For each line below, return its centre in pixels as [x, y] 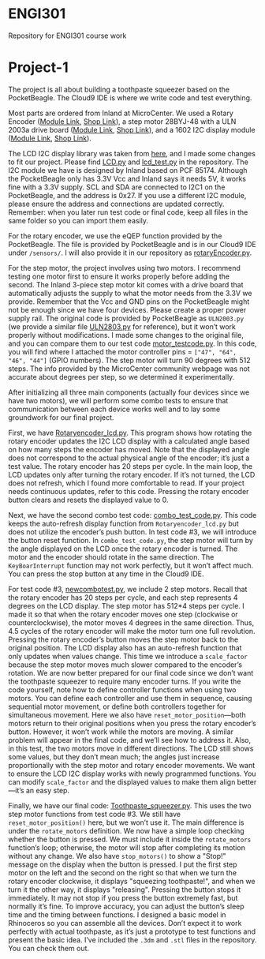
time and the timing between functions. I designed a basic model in [117, 914]
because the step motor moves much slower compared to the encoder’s [125, 665]
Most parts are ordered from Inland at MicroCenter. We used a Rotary [121, 113]
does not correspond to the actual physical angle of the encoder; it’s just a [129, 458]
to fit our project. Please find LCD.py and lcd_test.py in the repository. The [128, 162]
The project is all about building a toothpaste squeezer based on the [119, 89]
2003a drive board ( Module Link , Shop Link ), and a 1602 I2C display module [132, 129]
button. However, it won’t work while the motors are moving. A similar [121, 732]
